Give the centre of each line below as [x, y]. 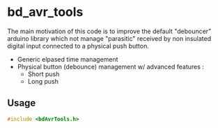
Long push [43, 81]
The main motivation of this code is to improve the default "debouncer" [109, 31]
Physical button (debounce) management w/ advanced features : [110, 66]
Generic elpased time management [68, 59]
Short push [44, 74]
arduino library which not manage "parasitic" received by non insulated [109, 38]
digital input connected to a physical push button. [78, 46]
